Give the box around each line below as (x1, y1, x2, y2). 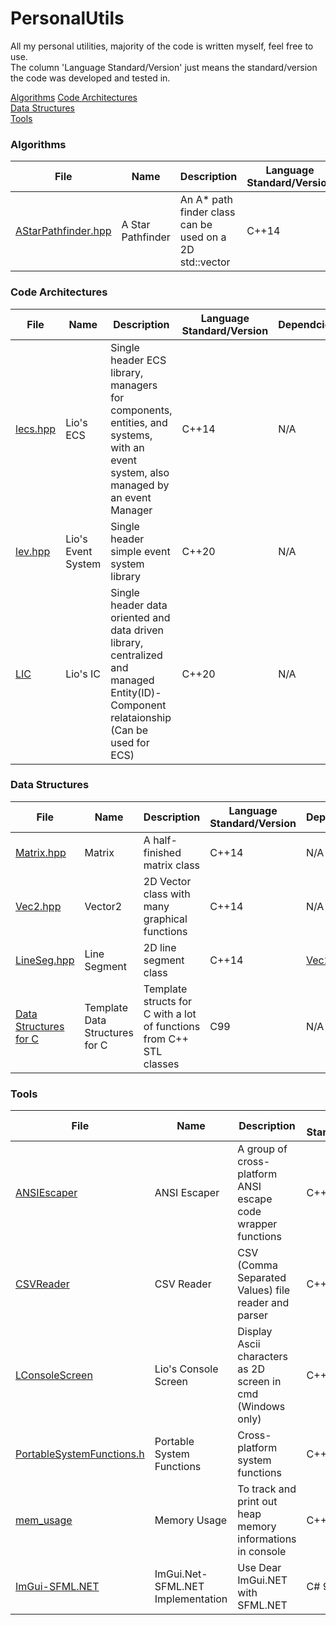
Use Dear (237, 1561, 282, 1575)
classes (143, 1057, 180, 1071)
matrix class (143, 858, 201, 872)
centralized (110, 648, 163, 662)
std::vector (179, 255, 231, 269)
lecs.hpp (15, 422, 57, 436)
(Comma (237, 1258, 278, 1272)
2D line (143, 940, 177, 954)
